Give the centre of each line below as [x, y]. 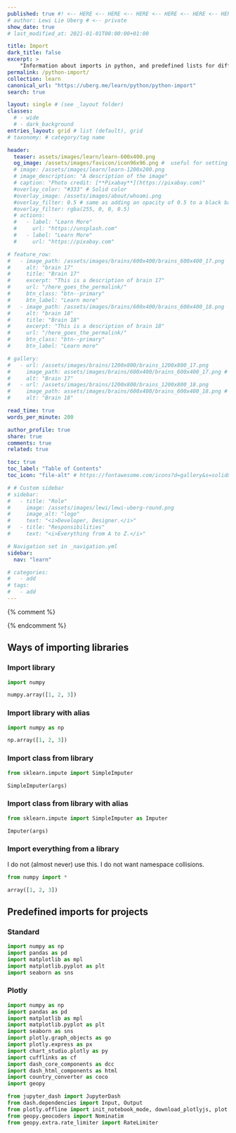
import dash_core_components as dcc [61, 1064]
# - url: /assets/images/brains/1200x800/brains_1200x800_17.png [108, 365]
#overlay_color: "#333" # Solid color [71, 189]
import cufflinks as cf [42, 1057]
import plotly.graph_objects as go [59, 1038]
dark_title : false [34, 53]
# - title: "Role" [38, 501]
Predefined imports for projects [78, 912]
